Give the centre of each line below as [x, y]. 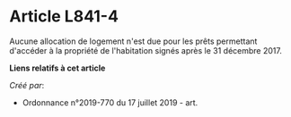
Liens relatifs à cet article [57, 68]
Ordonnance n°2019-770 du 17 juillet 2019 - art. [110, 102]
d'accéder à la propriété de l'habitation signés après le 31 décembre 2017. [146, 50]
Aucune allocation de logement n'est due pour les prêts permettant [133, 41]
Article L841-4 [64, 17]
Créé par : [27, 85]
